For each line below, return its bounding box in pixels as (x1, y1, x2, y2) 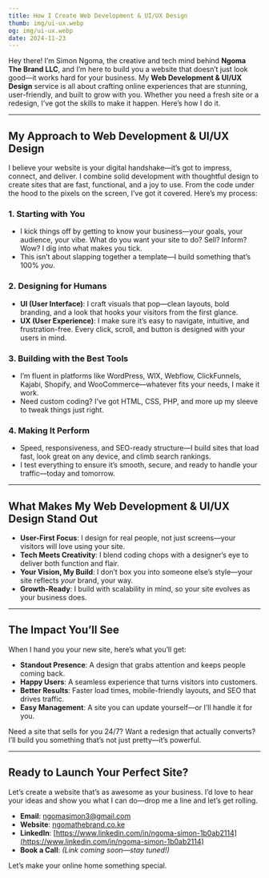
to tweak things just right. (19, 405, 104, 415)
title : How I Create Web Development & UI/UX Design (8, 11, 188, 20)
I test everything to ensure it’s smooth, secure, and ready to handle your (19, 460, 258, 470)
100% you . (19, 261, 56, 271)
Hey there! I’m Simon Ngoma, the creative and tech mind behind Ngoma (8, 56, 247, 66)
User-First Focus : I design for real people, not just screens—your (19, 533, 236, 543)
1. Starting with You (8, 208, 86, 219)
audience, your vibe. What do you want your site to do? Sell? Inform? (19, 235, 247, 245)
